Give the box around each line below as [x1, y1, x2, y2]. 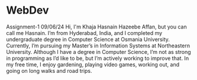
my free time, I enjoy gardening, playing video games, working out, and [6, 60, 179, 68]
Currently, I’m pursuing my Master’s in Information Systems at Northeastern [6, 42, 190, 49]
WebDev [6, 4, 49, 17]
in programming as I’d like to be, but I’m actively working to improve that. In [6, 55, 189, 62]
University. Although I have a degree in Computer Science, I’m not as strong [6, 48, 191, 55]
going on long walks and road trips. [6, 67, 93, 74]
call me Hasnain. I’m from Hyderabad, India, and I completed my [6, 29, 163, 36]
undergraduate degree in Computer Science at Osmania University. [6, 36, 170, 43]
